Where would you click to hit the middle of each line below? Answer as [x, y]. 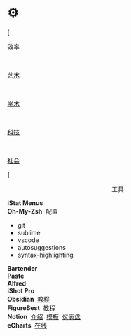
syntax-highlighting [45, 255]
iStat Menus [25, 203]
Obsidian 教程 [29, 299]
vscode [28, 240]
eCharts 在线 [27, 325]
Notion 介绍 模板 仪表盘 [44, 316]
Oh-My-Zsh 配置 [33, 211]
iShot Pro [21, 290]
